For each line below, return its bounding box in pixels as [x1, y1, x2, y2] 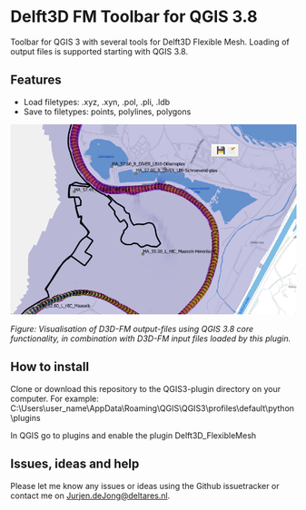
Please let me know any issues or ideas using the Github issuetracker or [10, 480, 280, 491]
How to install [10, 359, 90, 375]
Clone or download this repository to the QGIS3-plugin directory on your [10, 383, 281, 394]
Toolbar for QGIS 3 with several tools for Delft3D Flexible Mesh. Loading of [10, 36, 290, 47]
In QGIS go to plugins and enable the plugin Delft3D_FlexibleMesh [10, 429, 257, 441]
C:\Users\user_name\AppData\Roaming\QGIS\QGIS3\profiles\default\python [10, 402, 294, 414]
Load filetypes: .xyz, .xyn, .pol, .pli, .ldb [23, 96, 171, 107]
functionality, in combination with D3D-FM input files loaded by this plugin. [10, 333, 291, 344]
